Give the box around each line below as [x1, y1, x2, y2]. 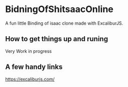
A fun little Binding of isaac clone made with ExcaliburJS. [5, 20, 123, 26]
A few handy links [5, 63, 63, 71]
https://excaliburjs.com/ [5, 76, 55, 82]
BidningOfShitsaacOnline [5, 4, 113, 15]
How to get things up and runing [5, 35, 108, 43]
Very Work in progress [5, 48, 52, 54]
